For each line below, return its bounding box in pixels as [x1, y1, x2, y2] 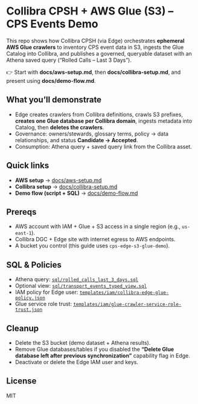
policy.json [14, 295, 45, 301]
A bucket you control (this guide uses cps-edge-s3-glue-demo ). [14, 242, 170, 249]
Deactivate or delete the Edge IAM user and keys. [14, 359, 139, 365]
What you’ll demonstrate [6, 95, 101, 105]
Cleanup [6, 323, 39, 333]
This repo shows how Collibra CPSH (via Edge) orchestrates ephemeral [6, 37, 185, 44]
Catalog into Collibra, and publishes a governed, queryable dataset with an [6, 50, 192, 57]
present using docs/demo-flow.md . [6, 77, 96, 84]
